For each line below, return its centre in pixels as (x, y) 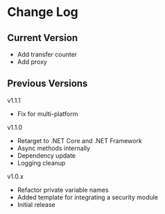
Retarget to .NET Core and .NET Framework (79, 140)
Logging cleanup (41, 163)
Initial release (36, 204)
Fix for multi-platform (47, 114)
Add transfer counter (47, 54)
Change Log (43, 12)
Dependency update (46, 155)
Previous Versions (47, 84)
